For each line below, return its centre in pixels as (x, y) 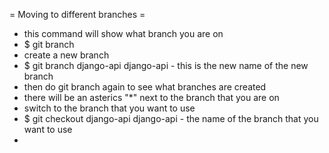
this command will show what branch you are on (123, 33)
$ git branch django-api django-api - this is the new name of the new (166, 65)
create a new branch (66, 55)
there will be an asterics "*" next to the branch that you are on (151, 97)
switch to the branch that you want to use (109, 108)
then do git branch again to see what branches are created (145, 87)
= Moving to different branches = (77, 14)
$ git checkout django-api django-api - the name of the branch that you (171, 118)
